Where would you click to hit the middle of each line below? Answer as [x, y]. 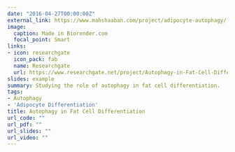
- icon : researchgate [39, 53]
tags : [15, 92]
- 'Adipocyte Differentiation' [53, 105]
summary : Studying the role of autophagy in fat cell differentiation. [114, 85]
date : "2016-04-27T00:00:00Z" [51, 14]
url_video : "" [28, 137]
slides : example [31, 79]
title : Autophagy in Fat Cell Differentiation [76, 111]
